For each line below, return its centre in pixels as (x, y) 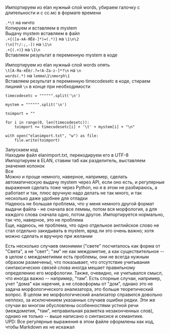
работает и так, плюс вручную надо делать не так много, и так (74, 193)
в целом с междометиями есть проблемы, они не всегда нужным (77, 257)
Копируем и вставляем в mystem (41, 28)
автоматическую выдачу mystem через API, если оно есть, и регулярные (85, 182)
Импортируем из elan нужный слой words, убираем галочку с (73, 7)
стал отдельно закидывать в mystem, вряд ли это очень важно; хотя (79, 231)
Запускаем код (22, 150)
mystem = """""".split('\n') (36, 105)
